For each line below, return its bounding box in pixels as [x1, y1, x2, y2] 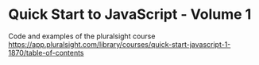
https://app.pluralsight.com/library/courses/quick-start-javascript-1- [8, 39, 231, 49]
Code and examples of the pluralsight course [8, 31, 156, 41]
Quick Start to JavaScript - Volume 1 [8, 5, 252, 23]
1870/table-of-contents [8, 48, 85, 57]
